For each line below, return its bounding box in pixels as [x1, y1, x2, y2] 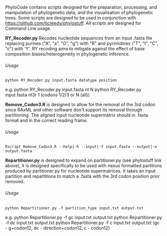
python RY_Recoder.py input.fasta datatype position [5, 78, 117, 83]
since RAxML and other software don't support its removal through [5, 107, 143, 113]
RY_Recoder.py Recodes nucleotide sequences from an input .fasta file [5, 35, 153, 41]
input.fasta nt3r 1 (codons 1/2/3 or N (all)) [5, 92, 90, 98]
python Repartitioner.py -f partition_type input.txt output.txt [5, 206, 144, 211]
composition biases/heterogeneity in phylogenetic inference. [5, 51, 130, 57]
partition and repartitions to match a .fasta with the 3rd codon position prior [5, 173, 161, 179]
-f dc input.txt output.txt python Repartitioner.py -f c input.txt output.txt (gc [5, 220, 160, 226]
